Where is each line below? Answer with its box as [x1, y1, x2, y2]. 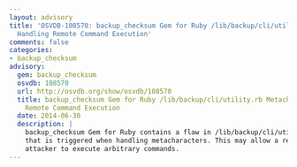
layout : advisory [9, 12, 73, 22]
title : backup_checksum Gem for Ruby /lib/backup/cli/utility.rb [17, 95, 263, 104]
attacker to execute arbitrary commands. [25, 144, 179, 153]
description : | [17, 120, 73, 129]
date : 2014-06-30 [17, 111, 81, 120]
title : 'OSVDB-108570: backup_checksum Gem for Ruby [9, 21, 208, 30]
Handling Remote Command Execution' [17, 29, 152, 38]
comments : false [9, 37, 69, 47]
